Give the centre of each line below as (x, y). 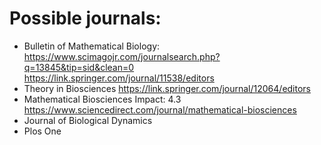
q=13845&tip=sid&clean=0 (79, 67)
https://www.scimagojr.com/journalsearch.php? (122, 56)
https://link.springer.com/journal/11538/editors (119, 78)
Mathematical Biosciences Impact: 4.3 (102, 99)
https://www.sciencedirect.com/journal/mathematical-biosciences (160, 109)
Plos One (42, 131)
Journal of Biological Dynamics (88, 120)
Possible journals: (85, 18)
